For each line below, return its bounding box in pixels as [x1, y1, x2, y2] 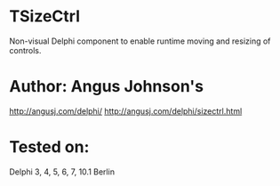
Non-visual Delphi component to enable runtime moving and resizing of [9, 36, 271, 46]
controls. [9, 44, 42, 55]
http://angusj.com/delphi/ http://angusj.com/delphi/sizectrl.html [9, 105, 243, 117]
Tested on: [9, 137, 90, 158]
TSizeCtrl [9, 6, 81, 27]
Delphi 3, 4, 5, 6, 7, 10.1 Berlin [9, 166, 116, 177]
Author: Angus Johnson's [9, 77, 204, 97]
